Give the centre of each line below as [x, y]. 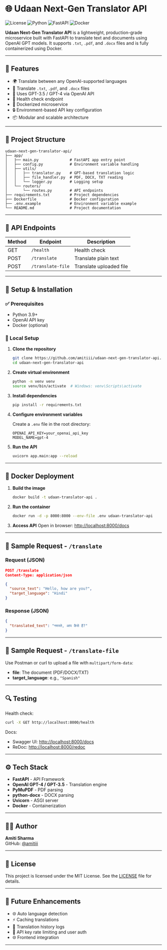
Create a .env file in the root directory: [51, 424]
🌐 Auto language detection [40, 914]
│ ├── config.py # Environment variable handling [72, 164]
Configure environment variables [47, 414]
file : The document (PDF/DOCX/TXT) [50, 672]
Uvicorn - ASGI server [35, 800]
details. [13, 881]
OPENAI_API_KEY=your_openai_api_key [50, 433]
